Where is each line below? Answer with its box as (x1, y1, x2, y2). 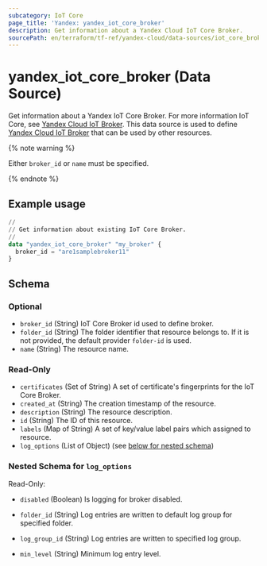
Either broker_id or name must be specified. (8, 159, 149, 168)
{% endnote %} (8, 174, 60, 183)
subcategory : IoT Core (8, 11, 83, 20)
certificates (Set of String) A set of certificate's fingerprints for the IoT (19, 382, 255, 391)
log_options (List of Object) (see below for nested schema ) (19, 441, 215, 451)
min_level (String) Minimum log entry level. (19, 549, 161, 558)
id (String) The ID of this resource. (19, 416, 133, 425)
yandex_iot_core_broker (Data (8, 68, 211, 86)
